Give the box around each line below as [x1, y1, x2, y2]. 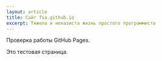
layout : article [6, 8, 47, 15]
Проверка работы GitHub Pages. [6, 37, 90, 44]
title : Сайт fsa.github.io [6, 14, 75, 21]
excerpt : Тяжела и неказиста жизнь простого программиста [6, 20, 156, 26]
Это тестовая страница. [6, 48, 68, 56]
